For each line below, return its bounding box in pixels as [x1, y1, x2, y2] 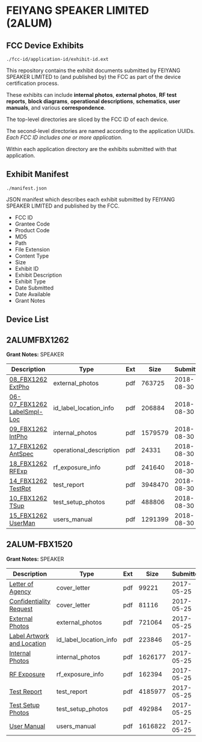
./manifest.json [6, 185, 47, 191]
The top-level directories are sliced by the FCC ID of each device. [6, 116, 169, 123]
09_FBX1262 [9, 425, 47, 433]
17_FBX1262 [9, 442, 47, 451]
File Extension [14, 246, 50, 253]
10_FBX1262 [9, 494, 47, 502]
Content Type [14, 252, 49, 259]
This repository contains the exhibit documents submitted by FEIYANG [6, 67, 180, 74]
